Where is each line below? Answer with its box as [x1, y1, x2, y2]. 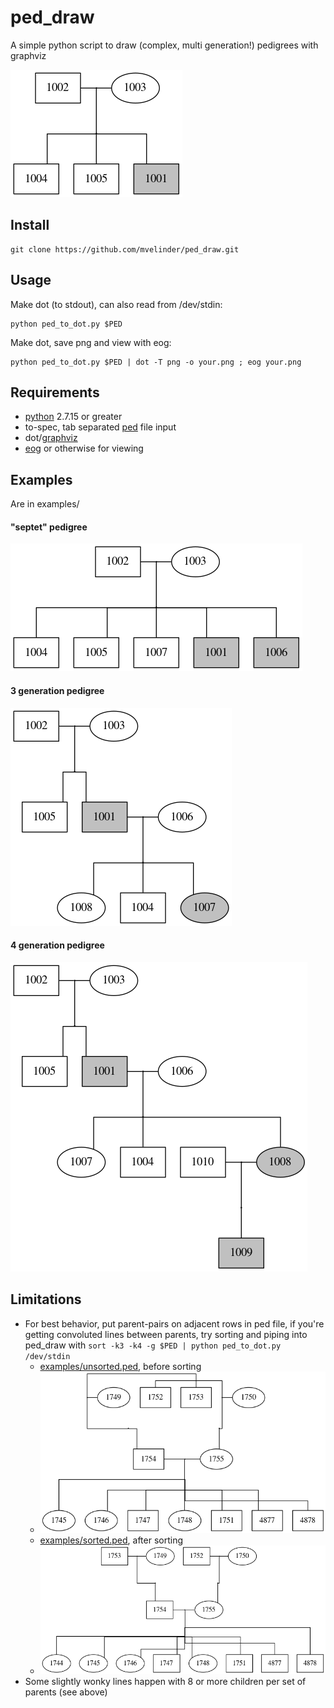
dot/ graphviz [24, 432, 78, 444]
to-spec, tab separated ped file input [24, 421, 177, 433]
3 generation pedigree [10, 684, 105, 696]
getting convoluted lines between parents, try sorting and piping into [24, 1328, 308, 1340]
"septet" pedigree [10, 521, 88, 533]
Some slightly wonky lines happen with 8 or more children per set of [24, 1676, 307, 1688]
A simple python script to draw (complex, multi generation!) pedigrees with [10, 39, 319, 51]
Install [10, 217, 50, 234]
